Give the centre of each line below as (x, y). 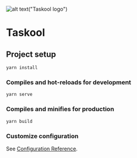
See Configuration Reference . (42, 149)
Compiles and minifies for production (60, 109)
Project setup (31, 54)
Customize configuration (42, 136)
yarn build (19, 121)
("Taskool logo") (48, 9)
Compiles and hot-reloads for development (69, 82)
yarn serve (19, 95)
